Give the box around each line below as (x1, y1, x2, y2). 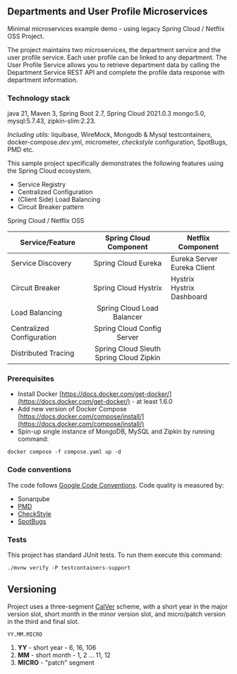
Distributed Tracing (11, 349, 75, 359)
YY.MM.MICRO (7, 631, 42, 638)
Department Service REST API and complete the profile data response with (7, 68, 225, 76)
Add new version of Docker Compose (17, 405, 127, 414)
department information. (7, 76, 78, 84)
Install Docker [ (17, 390, 62, 398)
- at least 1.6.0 (131, 397, 173, 406)
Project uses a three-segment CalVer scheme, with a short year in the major (7, 602, 228, 610)
